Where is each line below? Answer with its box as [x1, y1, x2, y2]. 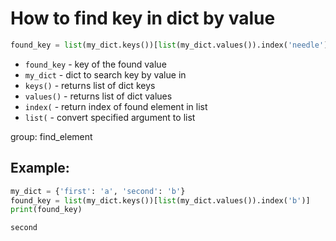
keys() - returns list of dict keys [24, 79, 156, 91]
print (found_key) [10, 205, 83, 215]
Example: [10, 160, 70, 177]
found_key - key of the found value [24, 58, 167, 70]
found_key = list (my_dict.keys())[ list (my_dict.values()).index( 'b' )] [10, 195, 311, 206]
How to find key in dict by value [10, 7, 276, 30]
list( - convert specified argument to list [24, 111, 196, 123]
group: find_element [10, 130, 93, 142]
